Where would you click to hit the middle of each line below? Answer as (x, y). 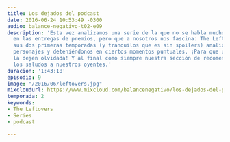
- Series (20, 115)
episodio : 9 (24, 77)
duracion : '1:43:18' (37, 71)
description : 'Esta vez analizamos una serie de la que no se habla (107, 33)
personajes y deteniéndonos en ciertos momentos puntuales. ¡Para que (116, 52)
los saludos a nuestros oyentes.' (62, 64)
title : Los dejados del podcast (53, 13)
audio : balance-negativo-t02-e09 (55, 26)
